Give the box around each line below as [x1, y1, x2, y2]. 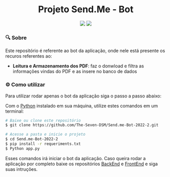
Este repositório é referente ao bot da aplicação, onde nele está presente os [5, 47, 165, 54]
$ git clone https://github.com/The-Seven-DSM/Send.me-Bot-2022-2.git [5, 122, 159, 128]
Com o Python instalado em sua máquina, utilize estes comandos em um [5, 103, 158, 109]
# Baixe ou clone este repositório [5, 118, 81, 123]
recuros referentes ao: [5, 53, 53, 59]
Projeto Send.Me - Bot [38, 4, 134, 15]
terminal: [5, 108, 24, 114]
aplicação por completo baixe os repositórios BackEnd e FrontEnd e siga [5, 161, 158, 167]
